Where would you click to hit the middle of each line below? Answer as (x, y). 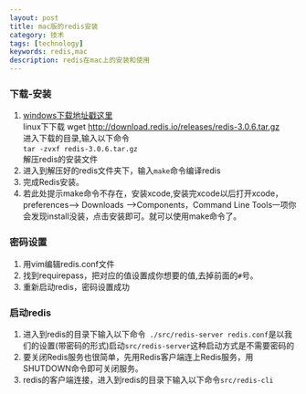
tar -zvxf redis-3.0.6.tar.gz (80, 150)
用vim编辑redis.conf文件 (69, 264)
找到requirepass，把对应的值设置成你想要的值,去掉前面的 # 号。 (140, 275)
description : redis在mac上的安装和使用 (80, 60)
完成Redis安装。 (53, 182)
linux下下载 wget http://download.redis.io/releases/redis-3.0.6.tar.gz (151, 127)
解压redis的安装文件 (60, 160)
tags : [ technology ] (47, 43)
